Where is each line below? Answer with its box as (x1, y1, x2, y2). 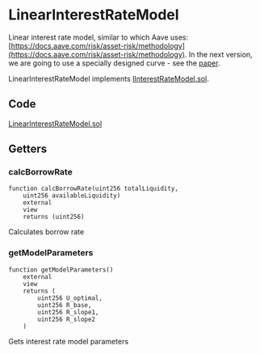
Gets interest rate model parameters (8, 336, 129, 346)
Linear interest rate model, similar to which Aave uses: (8, 32, 189, 42)
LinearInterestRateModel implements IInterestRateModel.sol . (8, 74, 210, 83)
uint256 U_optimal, (37, 293, 103, 302)
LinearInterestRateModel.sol (8, 119, 103, 129)
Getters (8, 142, 48, 156)
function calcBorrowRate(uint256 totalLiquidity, (8, 184, 179, 193)
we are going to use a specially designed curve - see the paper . (8, 58, 220, 68)
